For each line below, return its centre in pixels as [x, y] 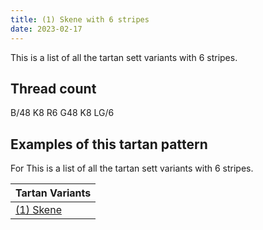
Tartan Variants [53, 193]
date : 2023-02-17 [46, 29]
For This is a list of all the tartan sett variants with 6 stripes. [132, 168]
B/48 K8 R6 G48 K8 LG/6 [62, 113]
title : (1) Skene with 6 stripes [80, 19]
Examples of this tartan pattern [109, 144]
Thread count [53, 88]
